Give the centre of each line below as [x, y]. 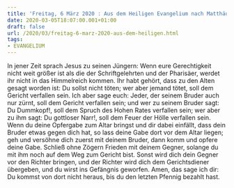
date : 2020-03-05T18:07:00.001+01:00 [62, 20]
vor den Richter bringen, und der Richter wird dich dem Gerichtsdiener [108, 162]
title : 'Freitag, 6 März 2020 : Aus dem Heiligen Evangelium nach [106, 14]
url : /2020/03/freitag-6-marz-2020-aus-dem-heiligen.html [93, 33]
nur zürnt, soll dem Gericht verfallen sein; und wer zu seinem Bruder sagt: [113, 103]
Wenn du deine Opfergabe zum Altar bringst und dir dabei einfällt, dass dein [117, 125]
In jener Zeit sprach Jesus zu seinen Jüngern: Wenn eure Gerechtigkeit [109, 66]
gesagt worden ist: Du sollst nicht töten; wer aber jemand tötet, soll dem [110, 88]
